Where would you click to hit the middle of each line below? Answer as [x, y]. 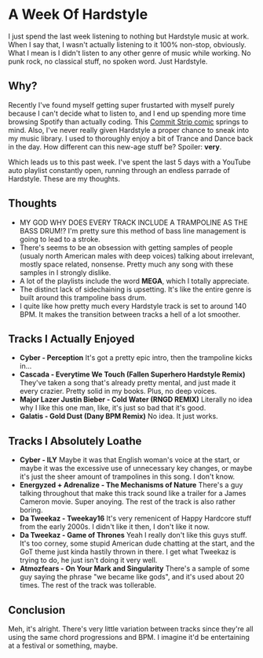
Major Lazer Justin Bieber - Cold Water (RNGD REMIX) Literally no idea [136, 399]
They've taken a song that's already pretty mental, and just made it [128, 383]
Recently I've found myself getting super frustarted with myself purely [122, 105]
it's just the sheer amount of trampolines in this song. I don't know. [127, 476]
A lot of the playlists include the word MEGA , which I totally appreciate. [134, 281]
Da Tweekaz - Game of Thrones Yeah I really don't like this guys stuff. [133, 535]
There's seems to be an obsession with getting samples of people [126, 247]
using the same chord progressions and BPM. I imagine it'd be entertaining [129, 637]
